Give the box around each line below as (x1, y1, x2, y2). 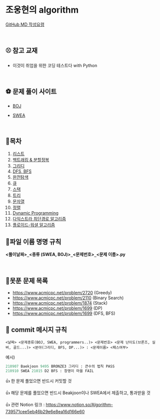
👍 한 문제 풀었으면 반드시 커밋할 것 (5, 378, 72, 383)
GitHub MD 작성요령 (5, 21, 45, 27)
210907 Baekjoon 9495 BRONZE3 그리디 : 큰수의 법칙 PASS (5, 364, 115, 369)
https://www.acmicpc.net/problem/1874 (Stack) (12, 300, 108, 306)
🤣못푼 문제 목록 (5, 276, 48, 285)
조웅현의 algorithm (5, 4, 79, 16)
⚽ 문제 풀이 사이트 (5, 88, 57, 96)
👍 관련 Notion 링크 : (5, 401, 45, 407)
